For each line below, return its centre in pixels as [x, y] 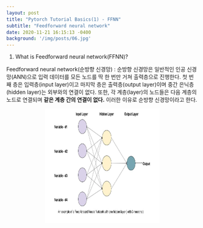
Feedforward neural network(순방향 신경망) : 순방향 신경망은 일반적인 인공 [96, 69]
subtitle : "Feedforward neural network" [59, 26]
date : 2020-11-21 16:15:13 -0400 [49, 32]
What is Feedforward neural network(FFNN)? [72, 57]
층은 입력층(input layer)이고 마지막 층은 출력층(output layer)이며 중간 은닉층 [103, 85]
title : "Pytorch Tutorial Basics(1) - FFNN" [64, 19]
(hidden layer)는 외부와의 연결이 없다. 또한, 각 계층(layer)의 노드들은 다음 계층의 [101, 92]
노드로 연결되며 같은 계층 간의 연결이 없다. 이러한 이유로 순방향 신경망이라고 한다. [102, 100]
